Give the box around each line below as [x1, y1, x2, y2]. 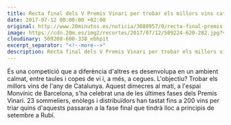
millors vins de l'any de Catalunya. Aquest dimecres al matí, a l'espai [7, 82, 201, 90]
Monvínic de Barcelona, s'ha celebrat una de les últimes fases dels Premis [7, 89, 218, 97]
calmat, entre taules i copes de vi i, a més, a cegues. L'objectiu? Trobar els [7, 74, 218, 82]
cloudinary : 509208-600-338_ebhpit [7, 36, 109, 43]
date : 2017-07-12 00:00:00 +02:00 [7, 16, 107, 23]
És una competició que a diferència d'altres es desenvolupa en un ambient [7, 67, 219, 76]
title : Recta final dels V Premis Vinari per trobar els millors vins [7, 10, 214, 17]
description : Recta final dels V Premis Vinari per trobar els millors [7, 49, 217, 56]
